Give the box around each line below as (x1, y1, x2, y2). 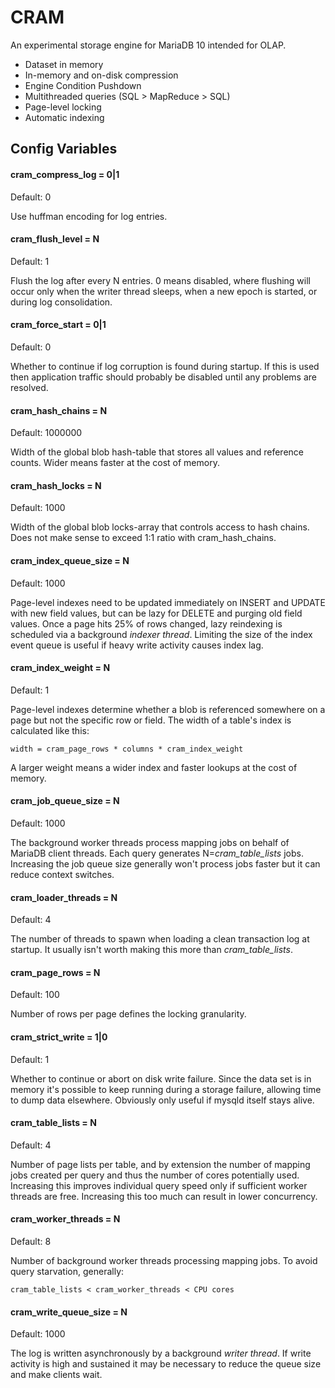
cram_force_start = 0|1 (10, 319, 107, 331)
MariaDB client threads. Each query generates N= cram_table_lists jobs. (10, 847, 304, 859)
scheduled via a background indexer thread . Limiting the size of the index (10, 628, 313, 640)
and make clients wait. (10, 1369, 103, 1381)
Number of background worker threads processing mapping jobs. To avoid (10, 1254, 318, 1266)
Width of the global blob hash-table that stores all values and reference (10, 446, 304, 458)
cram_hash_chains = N (10, 404, 108, 416)
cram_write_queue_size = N (10, 1306, 128, 1318)
